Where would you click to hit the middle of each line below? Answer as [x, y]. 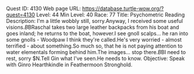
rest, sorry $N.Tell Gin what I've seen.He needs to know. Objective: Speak [96, 58]
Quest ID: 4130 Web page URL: [44, 9]
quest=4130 [21, 15]
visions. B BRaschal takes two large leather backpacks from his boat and [93, 27]
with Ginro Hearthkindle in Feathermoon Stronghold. [69, 65]
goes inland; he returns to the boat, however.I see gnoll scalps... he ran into [97, 33]
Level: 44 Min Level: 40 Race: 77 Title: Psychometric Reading [111, 15]
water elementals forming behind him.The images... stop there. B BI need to [96, 52]
